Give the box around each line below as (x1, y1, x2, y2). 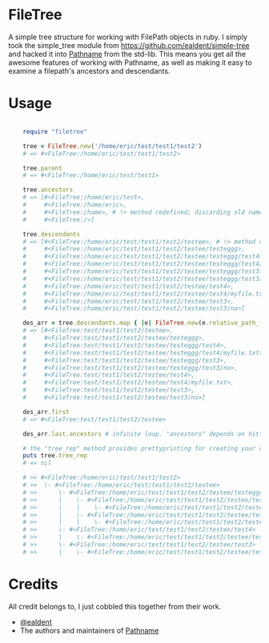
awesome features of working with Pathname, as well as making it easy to (8, 58, 252, 67)
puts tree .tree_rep (22, 452, 88, 460)
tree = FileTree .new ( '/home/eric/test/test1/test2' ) (22, 142, 203, 150)
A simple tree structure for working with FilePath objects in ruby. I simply (8, 32, 248, 42)
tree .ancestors (22, 186, 74, 194)
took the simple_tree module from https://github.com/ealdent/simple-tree (8, 40, 250, 50)
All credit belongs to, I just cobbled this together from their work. (8, 601, 222, 611)
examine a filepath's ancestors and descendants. (8, 66, 171, 75)
